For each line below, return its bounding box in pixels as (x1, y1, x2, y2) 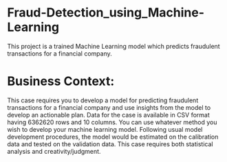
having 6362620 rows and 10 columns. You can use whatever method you (7, 118, 217, 126)
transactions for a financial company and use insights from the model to (7, 103, 211, 111)
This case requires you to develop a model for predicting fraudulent (7, 96, 199, 104)
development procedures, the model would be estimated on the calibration (7, 132, 219, 141)
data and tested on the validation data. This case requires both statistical (7, 139, 213, 148)
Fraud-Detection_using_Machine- (7, 5, 205, 21)
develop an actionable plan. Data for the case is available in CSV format (7, 111, 210, 119)
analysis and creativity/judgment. (7, 147, 101, 155)
